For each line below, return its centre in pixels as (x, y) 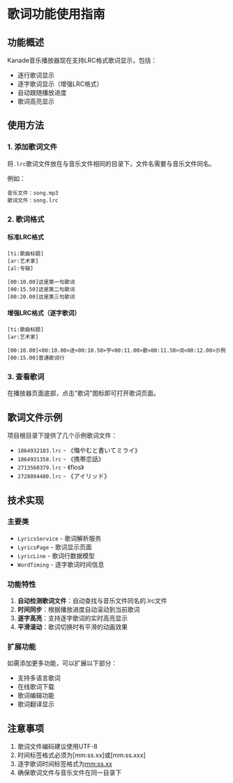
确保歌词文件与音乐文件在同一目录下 (69, 773)
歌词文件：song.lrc (33, 200)
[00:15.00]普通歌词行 (36, 358)
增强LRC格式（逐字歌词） (44, 313)
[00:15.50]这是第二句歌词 (41, 289)
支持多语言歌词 (39, 678)
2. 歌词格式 (26, 219)
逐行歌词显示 (36, 75)
